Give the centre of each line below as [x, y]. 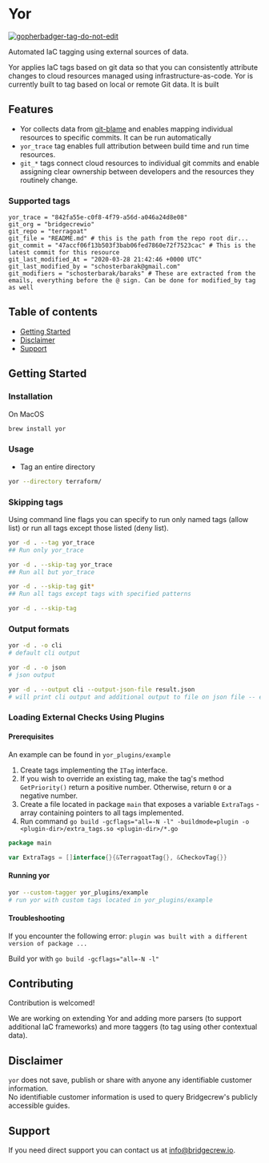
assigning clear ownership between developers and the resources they [137, 171]
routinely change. [49, 180]
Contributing [41, 983]
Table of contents [53, 312]
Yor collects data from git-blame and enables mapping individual [126, 128]
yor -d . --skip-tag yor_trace [60, 565]
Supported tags [39, 201]
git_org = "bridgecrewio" [51, 225]
